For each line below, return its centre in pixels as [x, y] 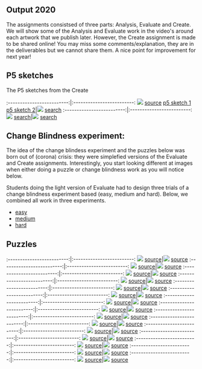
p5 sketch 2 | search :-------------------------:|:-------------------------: [99, 110]
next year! [19, 56]
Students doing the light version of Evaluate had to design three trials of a [98, 188]
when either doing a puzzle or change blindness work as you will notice [95, 170]
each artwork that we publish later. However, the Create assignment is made [101, 37]
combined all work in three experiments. [56, 201]
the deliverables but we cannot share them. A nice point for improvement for [101, 50]
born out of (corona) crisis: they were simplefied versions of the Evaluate [97, 157]
